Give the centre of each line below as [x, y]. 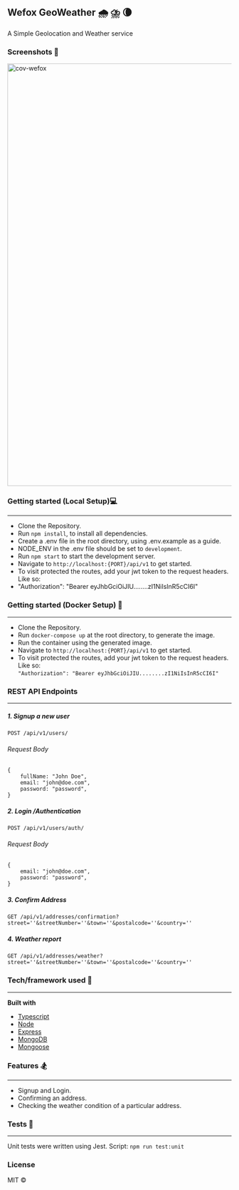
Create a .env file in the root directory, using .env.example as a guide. [119, 541]
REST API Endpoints [43, 691]
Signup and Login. [44, 1090]
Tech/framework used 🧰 [50, 980]
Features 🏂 [27, 1065]
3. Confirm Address [37, 899]
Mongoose [33, 1047]
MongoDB [32, 1039]
